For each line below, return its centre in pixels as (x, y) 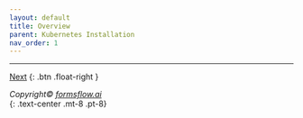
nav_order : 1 (34, 43)
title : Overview (40, 26)
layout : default (40, 18)
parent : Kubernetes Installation (72, 34)
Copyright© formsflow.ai (55, 95)
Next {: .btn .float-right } (54, 77)
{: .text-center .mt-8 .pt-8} (58, 104)
